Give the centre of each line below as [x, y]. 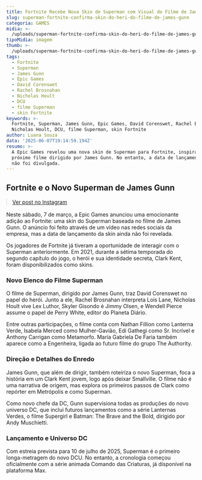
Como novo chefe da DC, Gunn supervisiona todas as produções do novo [97, 403]
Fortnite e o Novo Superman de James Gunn [91, 188]
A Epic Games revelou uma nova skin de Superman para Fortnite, [94, 152]
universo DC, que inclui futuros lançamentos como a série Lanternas [91, 409]
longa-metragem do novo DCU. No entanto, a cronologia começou [89, 457]
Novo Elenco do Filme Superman [55, 280]
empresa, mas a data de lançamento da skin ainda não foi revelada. [90, 234]
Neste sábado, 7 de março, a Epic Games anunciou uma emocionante [93, 215]
